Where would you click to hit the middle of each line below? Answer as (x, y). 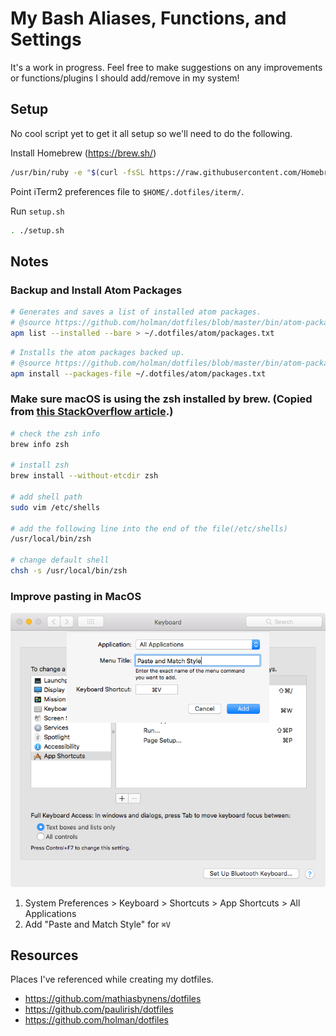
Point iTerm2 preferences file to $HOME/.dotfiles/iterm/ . (127, 191)
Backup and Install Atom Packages (96, 290)
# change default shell (60, 560)
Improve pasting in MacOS (76, 596)
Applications (50, 913)
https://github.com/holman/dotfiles (96, 1020)
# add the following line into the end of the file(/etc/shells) (149, 528)
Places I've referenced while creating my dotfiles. (112, 979)
